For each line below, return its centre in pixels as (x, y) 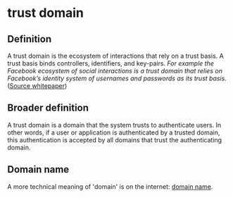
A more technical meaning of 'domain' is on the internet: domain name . (110, 186)
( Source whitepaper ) (37, 86)
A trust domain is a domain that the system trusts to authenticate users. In (114, 125)
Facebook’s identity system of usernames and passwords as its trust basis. (117, 78)
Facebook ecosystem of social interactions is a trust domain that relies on (115, 71)
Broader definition (48, 108)
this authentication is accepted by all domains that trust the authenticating (115, 140)
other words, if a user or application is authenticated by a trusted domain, (114, 132)
